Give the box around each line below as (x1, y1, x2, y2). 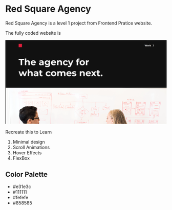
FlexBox (12, 155, 30, 161)
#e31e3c (12, 183, 31, 190)
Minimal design (12, 139, 45, 145)
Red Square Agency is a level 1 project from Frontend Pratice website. (5, 20, 153, 26)
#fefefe (12, 195, 29, 201)
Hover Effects (12, 150, 42, 156)
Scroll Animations (12, 144, 50, 151)
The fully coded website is (5, 30, 61, 36)
